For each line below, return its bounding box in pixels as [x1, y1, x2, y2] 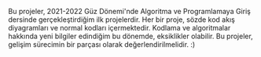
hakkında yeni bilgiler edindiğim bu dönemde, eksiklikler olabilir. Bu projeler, [8, 31, 253, 41]
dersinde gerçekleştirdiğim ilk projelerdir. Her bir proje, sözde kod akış [8, 15, 236, 24]
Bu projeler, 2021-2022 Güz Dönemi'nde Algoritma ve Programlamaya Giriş [8, 7, 252, 16]
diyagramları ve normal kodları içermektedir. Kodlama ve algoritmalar [8, 23, 231, 32]
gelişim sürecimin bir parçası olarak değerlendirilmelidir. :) [8, 40, 196, 49]
